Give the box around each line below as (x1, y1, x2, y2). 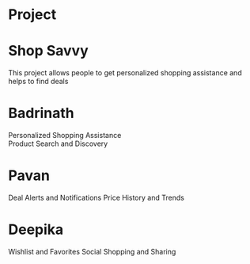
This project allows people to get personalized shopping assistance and (8, 68, 243, 78)
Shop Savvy (8, 42, 89, 60)
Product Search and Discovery (8, 139, 108, 148)
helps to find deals (8, 77, 69, 86)
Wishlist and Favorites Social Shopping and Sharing (8, 247, 176, 256)
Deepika (8, 220, 64, 239)
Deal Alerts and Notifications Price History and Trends (8, 193, 184, 202)
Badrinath (8, 105, 74, 122)
